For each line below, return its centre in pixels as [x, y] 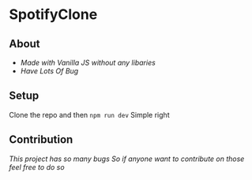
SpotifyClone [53, 15]
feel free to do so [37, 167]
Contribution [41, 140]
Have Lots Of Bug [49, 71]
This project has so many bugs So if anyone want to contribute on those [127, 159]
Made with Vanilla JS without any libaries [88, 62]
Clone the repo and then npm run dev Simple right [89, 114]
